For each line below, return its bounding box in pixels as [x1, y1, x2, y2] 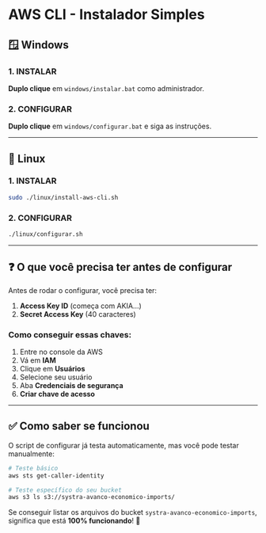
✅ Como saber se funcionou [8, 420, 150, 433]
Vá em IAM [19, 356, 57, 365]
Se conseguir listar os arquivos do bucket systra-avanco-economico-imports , [8, 508, 257, 517]
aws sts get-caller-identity [8, 471, 104, 480]
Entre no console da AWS [19, 347, 103, 357]
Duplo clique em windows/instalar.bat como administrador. [8, 83, 204, 93]
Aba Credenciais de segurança [19, 381, 124, 390]
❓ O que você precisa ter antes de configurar [8, 261, 233, 274]
